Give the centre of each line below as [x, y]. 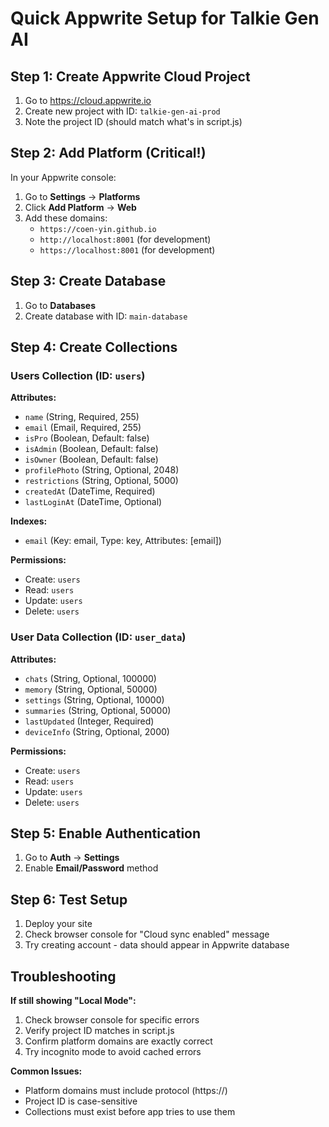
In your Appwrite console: [63, 177]
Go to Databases [60, 305]
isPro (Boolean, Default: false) [87, 438]
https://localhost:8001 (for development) [127, 249]
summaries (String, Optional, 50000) [98, 710]
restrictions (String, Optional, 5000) [101, 481]
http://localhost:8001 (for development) [125, 239]
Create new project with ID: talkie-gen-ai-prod [122, 111]
